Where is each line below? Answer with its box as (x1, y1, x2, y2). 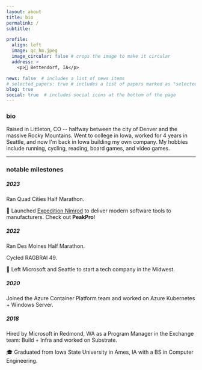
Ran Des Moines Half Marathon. (6, 242, 85, 250)
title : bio (6, 14, 34, 20)
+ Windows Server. (6, 301, 54, 309)
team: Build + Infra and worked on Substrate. (6, 336, 117, 344)
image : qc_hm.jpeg (11, 48, 58, 54)
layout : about (6, 8, 42, 15)
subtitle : (6, 25, 31, 32)
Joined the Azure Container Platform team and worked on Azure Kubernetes (6, 295, 195, 302)
